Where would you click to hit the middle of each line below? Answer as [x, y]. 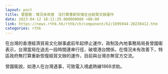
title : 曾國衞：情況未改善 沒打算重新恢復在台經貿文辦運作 [59, 14]
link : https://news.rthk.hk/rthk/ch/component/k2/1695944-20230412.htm [81, 24]
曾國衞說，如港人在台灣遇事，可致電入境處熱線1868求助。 [65, 66]
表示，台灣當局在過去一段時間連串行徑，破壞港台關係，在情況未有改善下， [82, 49]
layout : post [19, 10]
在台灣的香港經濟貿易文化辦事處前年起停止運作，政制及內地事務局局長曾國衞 [84, 43]
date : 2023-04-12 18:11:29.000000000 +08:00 [52, 19]
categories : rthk [23, 28]
